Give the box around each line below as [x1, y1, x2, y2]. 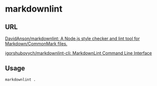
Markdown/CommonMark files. [5, 41, 67, 47]
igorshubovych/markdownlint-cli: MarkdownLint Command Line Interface [5, 50, 152, 56]
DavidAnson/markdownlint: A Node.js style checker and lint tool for [5, 35, 140, 41]
